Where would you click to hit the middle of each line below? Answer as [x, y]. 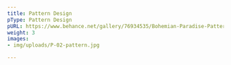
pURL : [15, 26]
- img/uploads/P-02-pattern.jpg [53, 45]
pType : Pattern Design [40, 20]
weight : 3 [21, 32]
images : [18, 39]
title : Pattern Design [40, 13]
